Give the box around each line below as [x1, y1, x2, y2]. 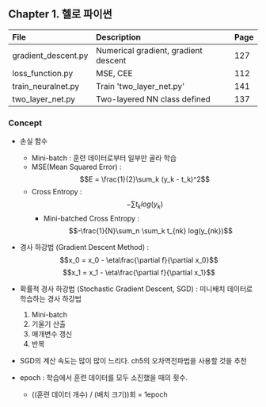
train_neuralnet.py [12, 80, 80, 91]
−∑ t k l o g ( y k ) [126, 199, 164, 210]
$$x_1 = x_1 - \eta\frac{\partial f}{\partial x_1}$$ [62, 267, 215, 277]
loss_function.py [12, 67, 74, 79]
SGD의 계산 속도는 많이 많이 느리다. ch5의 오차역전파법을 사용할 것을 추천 [19, 355, 247, 365]
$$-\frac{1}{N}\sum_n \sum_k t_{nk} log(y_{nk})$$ [68, 225, 234, 236]
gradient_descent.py [12, 50, 89, 61]
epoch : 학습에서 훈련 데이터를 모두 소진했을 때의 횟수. [19, 372, 188, 382]
